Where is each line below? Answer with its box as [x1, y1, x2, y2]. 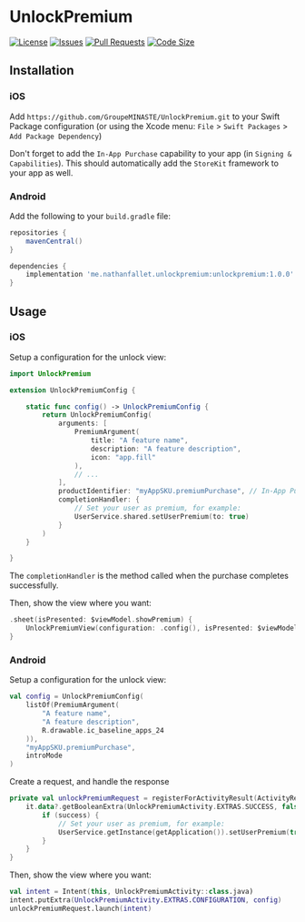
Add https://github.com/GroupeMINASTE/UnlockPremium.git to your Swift [9, 111, 280, 122]
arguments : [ [57, 419, 107, 429]
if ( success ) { [42, 810, 100, 820]
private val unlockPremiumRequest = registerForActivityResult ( [9, 794, 258, 803]
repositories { [9, 228, 67, 238]
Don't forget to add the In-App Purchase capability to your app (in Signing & [9, 147, 292, 158]
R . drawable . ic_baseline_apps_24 [42, 725, 165, 735]
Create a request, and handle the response [9, 776, 170, 787]
